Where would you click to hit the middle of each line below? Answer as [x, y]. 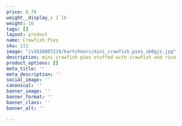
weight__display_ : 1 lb [37, 18]
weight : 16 [20, 23]
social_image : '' [28, 80]
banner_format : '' [30, 97]
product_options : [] [33, 63]
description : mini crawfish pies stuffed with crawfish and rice [91, 57]
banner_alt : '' [26, 108]
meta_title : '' [26, 68]
